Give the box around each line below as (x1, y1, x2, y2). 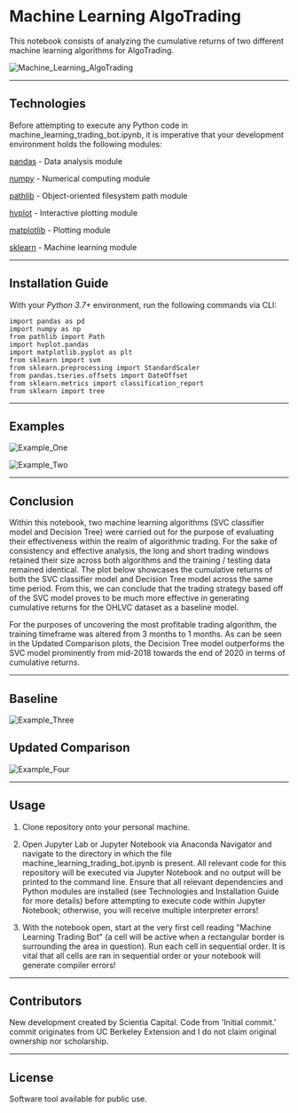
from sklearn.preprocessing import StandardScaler (9, 363, 200, 372)
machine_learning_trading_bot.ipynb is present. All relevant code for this (21, 857, 286, 868)
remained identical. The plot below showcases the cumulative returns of (9, 564, 273, 575)
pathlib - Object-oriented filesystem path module (9, 190, 188, 201)
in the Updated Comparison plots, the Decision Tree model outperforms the (9, 638, 286, 649)
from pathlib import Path (9, 332, 105, 341)
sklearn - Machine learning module (9, 241, 137, 252)
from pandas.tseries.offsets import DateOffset (9, 371, 189, 380)
